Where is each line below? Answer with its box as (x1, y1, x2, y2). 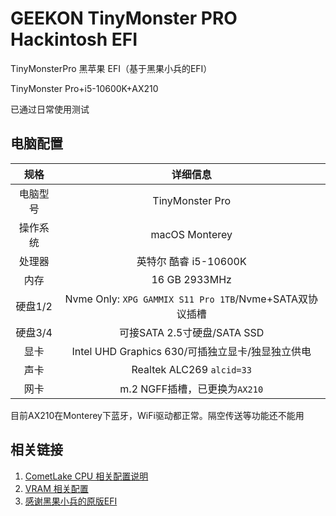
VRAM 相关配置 (24, 482, 89, 494)
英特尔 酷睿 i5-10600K (136, 254, 247, 268)
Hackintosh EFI (10, 28, 138, 51)
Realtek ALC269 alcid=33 (131, 362, 252, 376)
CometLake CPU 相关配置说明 (24, 470, 149, 482)
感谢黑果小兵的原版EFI (24, 495, 118, 507)
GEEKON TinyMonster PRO (10, 7, 238, 30)
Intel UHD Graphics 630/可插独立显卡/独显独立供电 (71, 344, 312, 358)
